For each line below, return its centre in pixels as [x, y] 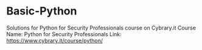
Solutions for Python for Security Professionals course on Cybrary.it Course [101, 28]
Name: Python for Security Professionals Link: [64, 34]
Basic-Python [42, 11]
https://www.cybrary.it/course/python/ [55, 40]
